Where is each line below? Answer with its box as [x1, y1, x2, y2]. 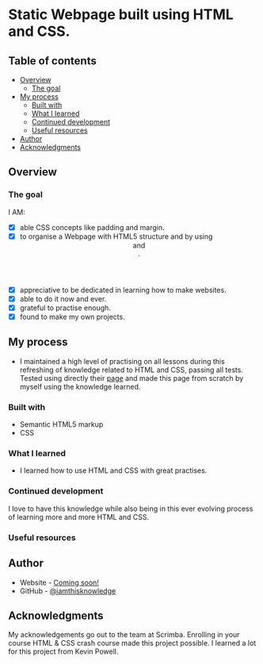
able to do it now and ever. [19, 294, 107, 303]
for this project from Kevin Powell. [8, 647, 119, 656]
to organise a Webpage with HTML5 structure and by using [19, 232, 213, 241]
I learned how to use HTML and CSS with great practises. [19, 466, 208, 475]
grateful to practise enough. [19, 303, 111, 313]
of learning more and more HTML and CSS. [8, 512, 150, 521]
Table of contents [8, 54, 97, 67]
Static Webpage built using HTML [8, 6, 234, 24]
